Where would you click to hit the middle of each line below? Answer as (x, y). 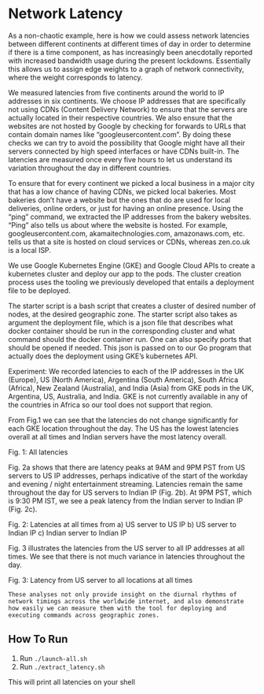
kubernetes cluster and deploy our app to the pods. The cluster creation (125, 273)
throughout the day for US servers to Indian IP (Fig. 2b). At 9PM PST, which (130, 492)
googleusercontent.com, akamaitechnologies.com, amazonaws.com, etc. (126, 233)
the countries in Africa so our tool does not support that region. (111, 405)
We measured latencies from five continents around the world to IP (116, 92)
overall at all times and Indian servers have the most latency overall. (118, 436)
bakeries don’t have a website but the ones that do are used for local (119, 200)
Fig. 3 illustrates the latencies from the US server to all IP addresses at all (126, 547)
